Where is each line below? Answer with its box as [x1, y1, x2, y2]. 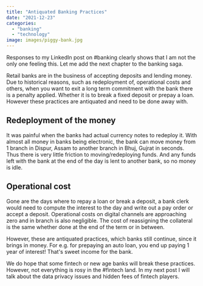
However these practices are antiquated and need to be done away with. [6, 98, 188, 105]
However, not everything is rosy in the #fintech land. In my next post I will [6, 266, 190, 273]
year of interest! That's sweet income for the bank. [6, 248, 133, 255]
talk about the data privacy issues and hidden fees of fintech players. [6, 273, 179, 280]
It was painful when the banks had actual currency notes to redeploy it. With [6, 131, 198, 138]
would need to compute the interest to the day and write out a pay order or [6, 204, 193, 211]
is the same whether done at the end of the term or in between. [6, 223, 165, 231]
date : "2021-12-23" [6, 15, 56, 21]
